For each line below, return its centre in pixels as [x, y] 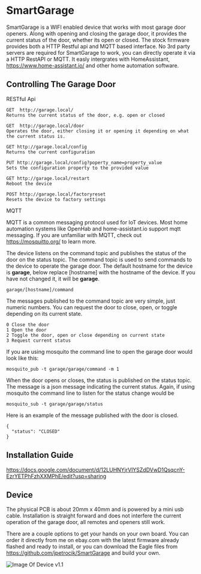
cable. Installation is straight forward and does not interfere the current [94, 516]
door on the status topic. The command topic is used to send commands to [99, 259]
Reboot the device [29, 184]
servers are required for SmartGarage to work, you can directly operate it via [101, 52]
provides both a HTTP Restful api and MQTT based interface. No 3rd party [98, 46]
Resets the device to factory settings [56, 199]
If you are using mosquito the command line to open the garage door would [100, 351]
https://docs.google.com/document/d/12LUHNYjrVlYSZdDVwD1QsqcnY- [96, 469]
